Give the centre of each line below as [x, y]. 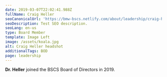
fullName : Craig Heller [30, 14]
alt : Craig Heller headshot [34, 46]
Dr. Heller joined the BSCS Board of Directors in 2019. [60, 70]
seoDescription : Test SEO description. [46, 23]
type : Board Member [25, 33]
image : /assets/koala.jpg [32, 42]
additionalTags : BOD [27, 51]
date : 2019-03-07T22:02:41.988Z [39, 10]
